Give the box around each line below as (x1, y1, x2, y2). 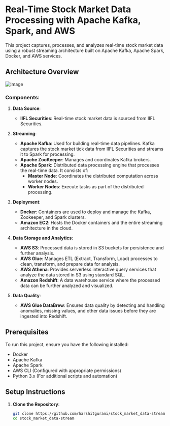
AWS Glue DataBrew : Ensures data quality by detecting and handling (20, 302, 165, 308)
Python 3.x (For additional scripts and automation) (12, 373, 118, 379)
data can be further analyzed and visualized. (20, 282, 114, 289)
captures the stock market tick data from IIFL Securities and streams (20, 146, 164, 152)
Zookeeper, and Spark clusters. (20, 214, 86, 220)
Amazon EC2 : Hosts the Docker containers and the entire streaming (20, 220, 163, 226)
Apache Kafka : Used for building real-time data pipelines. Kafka (20, 140, 155, 147)
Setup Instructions (5, 388, 65, 396)
